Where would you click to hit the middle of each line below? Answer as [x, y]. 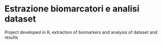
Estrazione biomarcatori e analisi [72, 9]
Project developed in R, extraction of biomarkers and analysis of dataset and [81, 32]
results [11, 37]
